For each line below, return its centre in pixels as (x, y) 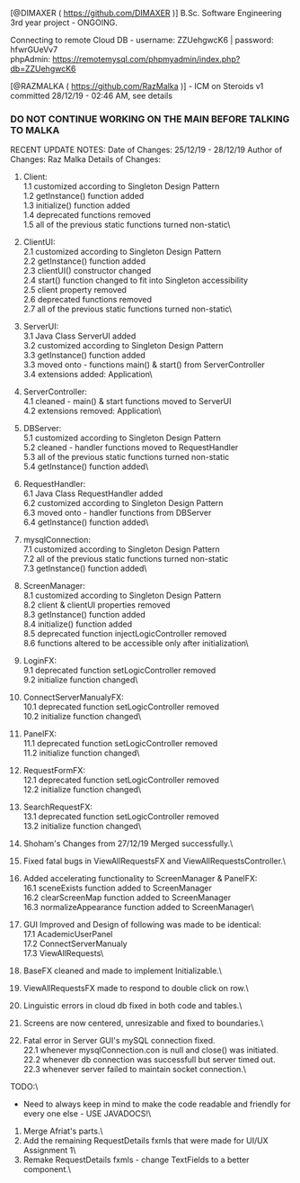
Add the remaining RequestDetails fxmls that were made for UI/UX (146, 1141)
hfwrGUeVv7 (34, 50)
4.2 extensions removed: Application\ (92, 411)
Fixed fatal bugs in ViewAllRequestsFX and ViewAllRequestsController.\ (154, 861)
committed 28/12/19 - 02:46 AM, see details (92, 95)
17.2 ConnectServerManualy (75, 944)
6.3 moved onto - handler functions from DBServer (117, 513)
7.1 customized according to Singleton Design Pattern (122, 549)
